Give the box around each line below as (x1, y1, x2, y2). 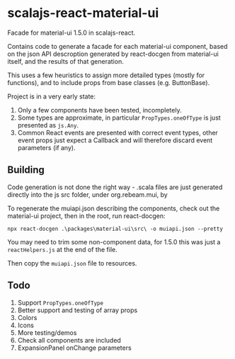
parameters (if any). (17, 143, 76, 152)
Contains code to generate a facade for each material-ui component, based (7, 42, 228, 50)
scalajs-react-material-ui (7, 5, 159, 21)
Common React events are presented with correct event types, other (17, 128, 218, 137)
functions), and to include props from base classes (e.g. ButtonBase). (7, 78, 210, 86)
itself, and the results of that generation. (7, 57, 124, 65)
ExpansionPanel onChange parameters (17, 343, 132, 352)
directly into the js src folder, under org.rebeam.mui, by (7, 190, 168, 199)
